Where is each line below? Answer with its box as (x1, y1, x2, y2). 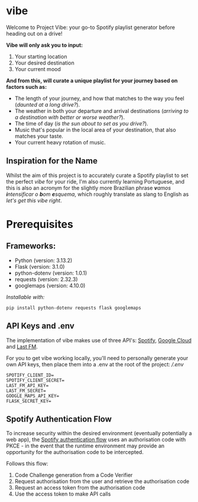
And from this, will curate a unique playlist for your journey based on (6, 77, 178, 84)
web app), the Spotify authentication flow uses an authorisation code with (6, 436, 186, 443)
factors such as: (6, 83, 47, 90)
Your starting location (14, 53, 67, 60)
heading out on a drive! (6, 30, 63, 37)
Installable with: (6, 293, 45, 300)
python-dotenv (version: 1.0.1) (14, 269, 87, 276)
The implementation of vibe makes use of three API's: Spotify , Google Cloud (6, 336, 192, 344)
